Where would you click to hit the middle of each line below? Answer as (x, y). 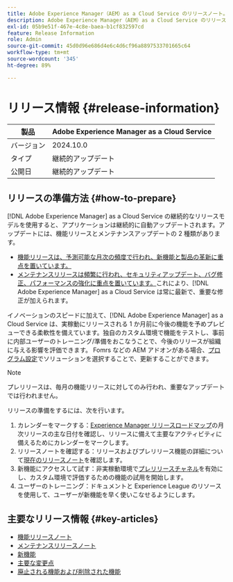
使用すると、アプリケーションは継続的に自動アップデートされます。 (122, 225)
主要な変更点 (35, 563)
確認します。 (108, 460)
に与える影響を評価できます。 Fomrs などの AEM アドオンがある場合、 (108, 350)
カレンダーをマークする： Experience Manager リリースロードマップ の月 (120, 426)
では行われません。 (34, 396)
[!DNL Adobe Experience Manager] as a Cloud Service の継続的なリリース (113, 216)
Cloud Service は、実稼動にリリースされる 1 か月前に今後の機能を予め (107, 324)
